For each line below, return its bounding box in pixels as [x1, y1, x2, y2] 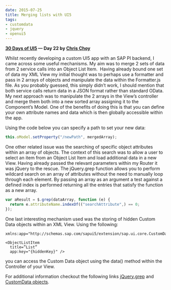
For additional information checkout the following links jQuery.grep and [5, 273, 154, 279]
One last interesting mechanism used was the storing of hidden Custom [5, 215, 156, 222]
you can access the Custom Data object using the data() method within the [5, 258, 162, 264]
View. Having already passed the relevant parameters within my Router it [5, 160, 158, 166]
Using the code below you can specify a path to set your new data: [5, 125, 146, 131]
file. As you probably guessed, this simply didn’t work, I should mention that [5, 82, 164, 88]
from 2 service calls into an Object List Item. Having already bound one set [5, 66, 163, 72]
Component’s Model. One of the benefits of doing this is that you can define [5, 104, 164, 110]
